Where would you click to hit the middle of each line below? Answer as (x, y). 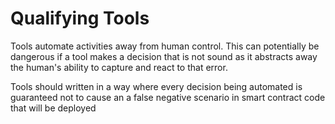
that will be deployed (53, 108)
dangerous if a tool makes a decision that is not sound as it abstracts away (164, 56)
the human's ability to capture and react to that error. (119, 67)
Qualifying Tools (80, 18)
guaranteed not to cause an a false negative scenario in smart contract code (168, 97)
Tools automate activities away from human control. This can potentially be (165, 46)
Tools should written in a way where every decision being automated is (156, 86)
